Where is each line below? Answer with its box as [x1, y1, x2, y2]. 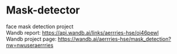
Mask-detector [6, 4, 80, 17]
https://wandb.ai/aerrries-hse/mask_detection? [57, 35, 171, 42]
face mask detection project [6, 23, 74, 30]
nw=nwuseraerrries [6, 42, 54, 49]
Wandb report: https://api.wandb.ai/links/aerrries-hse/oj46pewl [6, 29, 159, 36]
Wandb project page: [6, 35, 57, 42]
